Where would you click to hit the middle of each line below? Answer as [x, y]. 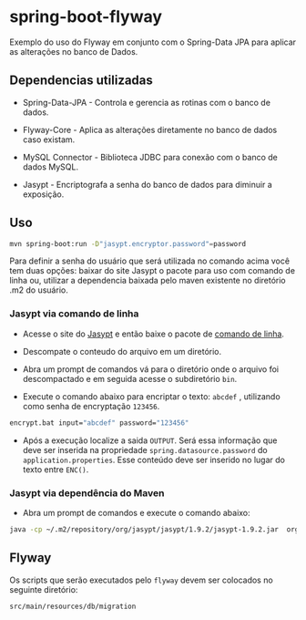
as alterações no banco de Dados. [74, 51]
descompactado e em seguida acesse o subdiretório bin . [130, 378]
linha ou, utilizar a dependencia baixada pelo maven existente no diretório [148, 281]
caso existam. [49, 139]
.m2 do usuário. [39, 290]
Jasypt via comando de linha [74, 314]
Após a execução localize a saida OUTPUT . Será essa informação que [150, 440]
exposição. [43, 194]
